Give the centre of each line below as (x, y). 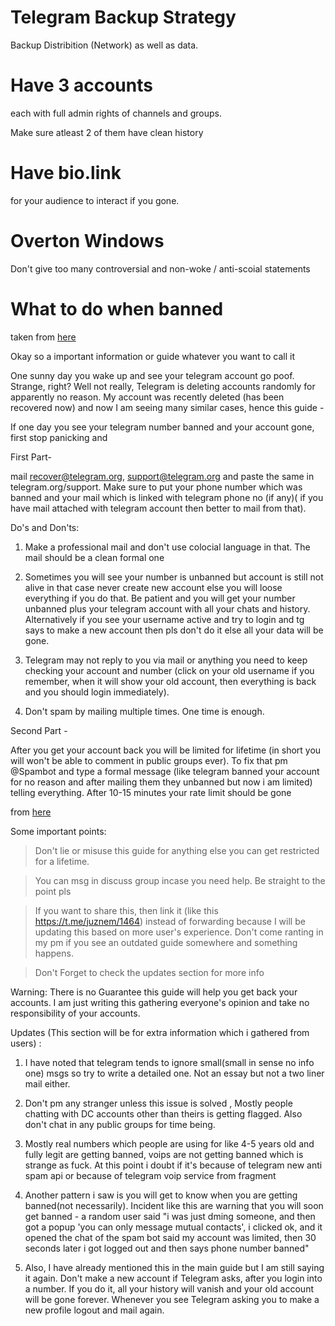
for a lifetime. (62, 861)
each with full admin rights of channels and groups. (116, 113)
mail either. (47, 1083)
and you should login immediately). (97, 692)
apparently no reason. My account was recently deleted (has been (147, 397)
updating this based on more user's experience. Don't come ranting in (179, 932)
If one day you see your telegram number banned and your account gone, (162, 427)
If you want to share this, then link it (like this (126, 910)
